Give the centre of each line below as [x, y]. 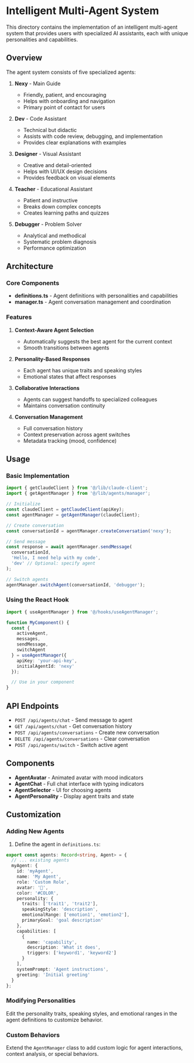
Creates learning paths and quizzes [66, 213]
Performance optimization [55, 248]
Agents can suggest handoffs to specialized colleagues [90, 399]
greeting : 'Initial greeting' [54, 974]
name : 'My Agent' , [39, 877]
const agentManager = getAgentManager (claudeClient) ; [73, 515]
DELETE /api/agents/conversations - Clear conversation [82, 739]
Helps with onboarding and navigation [69, 101]
